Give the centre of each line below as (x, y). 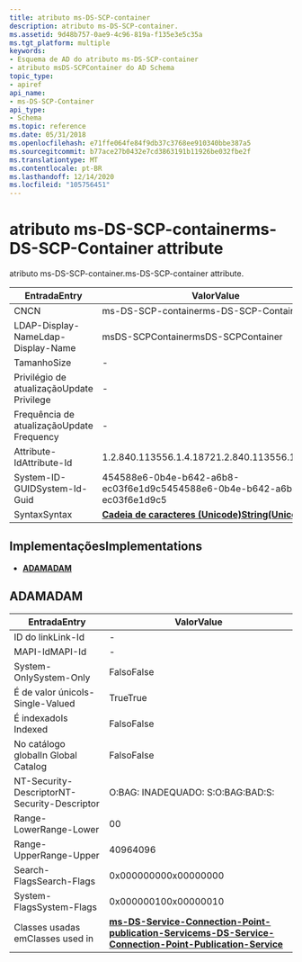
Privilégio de (40, 377)
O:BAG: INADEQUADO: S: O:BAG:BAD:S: (192, 792)
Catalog (31, 766)
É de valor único (48, 692)
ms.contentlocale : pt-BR (56, 168)
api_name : (28, 93)
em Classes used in (54, 939)
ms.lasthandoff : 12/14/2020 (62, 176)
